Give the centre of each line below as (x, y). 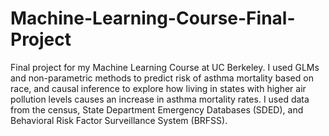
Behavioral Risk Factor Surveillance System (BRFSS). (119, 120)
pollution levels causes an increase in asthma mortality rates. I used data (160, 99)
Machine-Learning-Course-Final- (153, 18)
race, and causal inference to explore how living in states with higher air (158, 88)
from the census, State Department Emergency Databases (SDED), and (157, 109)
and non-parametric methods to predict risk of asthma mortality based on (162, 78)
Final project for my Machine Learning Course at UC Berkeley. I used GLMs (165, 67)
